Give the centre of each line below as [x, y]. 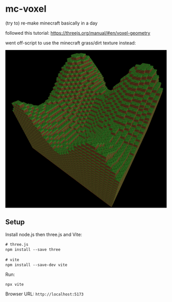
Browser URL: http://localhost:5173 [45, 294]
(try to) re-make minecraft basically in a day [51, 23]
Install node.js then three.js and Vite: [44, 234]
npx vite [15, 284]
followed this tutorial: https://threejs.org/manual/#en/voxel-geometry [78, 33]
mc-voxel [26, 9]
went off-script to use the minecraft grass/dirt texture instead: [71, 43]
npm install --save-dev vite [36, 265]
